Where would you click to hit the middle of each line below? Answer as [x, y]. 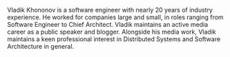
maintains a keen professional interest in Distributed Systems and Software [114, 39]
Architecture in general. [41, 46]
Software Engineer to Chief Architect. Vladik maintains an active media [108, 24]
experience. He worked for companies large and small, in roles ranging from [115, 17]
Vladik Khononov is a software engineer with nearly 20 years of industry [110, 10]
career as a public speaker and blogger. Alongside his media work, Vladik [112, 32]
